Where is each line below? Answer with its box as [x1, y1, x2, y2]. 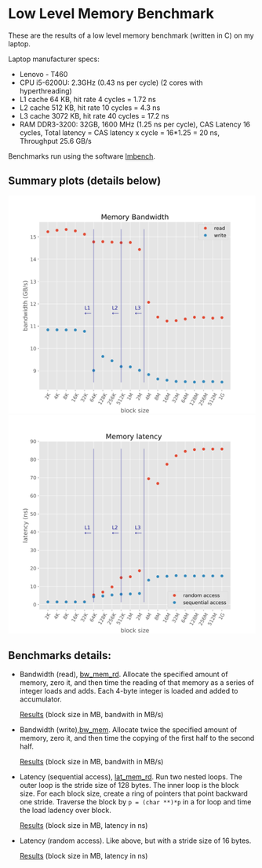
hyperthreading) [19, 86, 72, 95]
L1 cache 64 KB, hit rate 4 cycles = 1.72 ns [19, 94, 157, 104]
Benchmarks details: [8, 649, 111, 662]
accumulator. [19, 694, 62, 704]
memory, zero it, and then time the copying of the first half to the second [19, 734, 255, 743]
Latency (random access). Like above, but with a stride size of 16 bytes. [19, 836, 252, 845]
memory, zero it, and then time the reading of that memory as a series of [19, 678, 255, 687]
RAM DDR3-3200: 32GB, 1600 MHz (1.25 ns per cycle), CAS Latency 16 [19, 119, 251, 129]
